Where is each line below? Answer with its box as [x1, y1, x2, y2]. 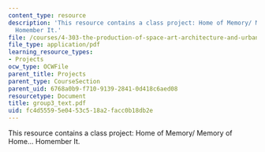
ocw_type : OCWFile [8, 63, 69, 71]
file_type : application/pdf [8, 41, 101, 49]
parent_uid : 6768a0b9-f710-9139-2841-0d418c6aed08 [8, 84, 178, 93]
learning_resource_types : [8, 48, 93, 56]
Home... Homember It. [8, 137, 80, 146]
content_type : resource [8, 11, 87, 20]
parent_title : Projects [8, 70, 87, 78]
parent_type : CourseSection [8, 77, 101, 85]
